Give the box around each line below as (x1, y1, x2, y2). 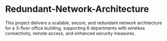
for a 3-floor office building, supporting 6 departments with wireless (5, 25, 145, 31)
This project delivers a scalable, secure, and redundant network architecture (5, 20, 162, 26)
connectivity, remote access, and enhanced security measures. (5, 30, 136, 36)
